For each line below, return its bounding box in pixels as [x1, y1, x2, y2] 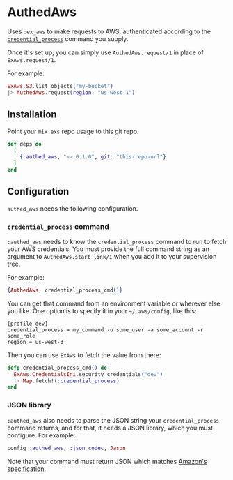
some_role [7, 332, 36, 339]
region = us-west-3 [7, 338, 64, 345]
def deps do [7, 140, 42, 147]
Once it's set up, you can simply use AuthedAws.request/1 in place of [7, 48, 204, 57]
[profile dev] [7, 320, 49, 327]
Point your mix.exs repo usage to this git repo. [7, 127, 139, 135]
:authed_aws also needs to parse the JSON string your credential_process [7, 416, 220, 424]
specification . [7, 465, 47, 473]
